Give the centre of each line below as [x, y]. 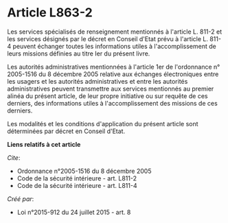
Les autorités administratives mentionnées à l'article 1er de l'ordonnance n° [114, 67]
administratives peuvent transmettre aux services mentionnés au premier [111, 89]
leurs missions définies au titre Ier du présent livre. [79, 54]
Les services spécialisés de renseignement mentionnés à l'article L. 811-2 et [114, 32]
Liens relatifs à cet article [44, 144]
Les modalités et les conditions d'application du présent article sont [103, 124]
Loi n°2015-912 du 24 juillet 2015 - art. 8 [74, 212]
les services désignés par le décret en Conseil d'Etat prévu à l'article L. [107, 38]
